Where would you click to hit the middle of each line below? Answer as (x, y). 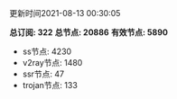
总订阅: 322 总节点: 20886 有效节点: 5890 (89, 32)
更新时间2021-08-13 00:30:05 (65, 13)
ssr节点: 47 (43, 74)
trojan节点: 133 (50, 85)
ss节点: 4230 (47, 51)
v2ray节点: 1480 (52, 63)
